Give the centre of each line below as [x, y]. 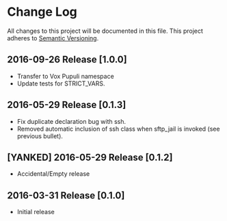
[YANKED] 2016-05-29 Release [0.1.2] [90, 157]
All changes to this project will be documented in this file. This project [105, 31]
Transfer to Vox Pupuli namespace [65, 76]
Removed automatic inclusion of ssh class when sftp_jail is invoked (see [118, 129]
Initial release [36, 212]
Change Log [42, 12]
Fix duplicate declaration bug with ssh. [71, 121]
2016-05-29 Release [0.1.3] [67, 105]
